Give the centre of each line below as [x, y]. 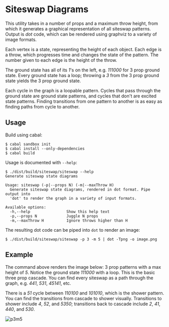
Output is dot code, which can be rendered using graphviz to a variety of [81, 34]
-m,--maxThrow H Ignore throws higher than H [69, 221]
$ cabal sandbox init [28, 144]
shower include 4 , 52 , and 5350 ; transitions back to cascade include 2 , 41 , [83, 304]
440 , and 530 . [20, 309]
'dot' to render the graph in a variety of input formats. [73, 198]
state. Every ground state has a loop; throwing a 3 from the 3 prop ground [82, 75]
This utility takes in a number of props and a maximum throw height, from [82, 23]
